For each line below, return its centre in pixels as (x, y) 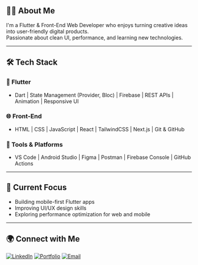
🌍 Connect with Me (43, 239)
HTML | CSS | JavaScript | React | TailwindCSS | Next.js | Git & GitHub (100, 129)
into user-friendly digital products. (48, 31)
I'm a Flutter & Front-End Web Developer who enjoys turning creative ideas (97, 25)
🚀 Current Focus (37, 188)
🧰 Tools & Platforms (34, 144)
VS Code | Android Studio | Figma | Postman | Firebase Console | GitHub (103, 157)
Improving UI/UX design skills (50, 208)
